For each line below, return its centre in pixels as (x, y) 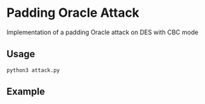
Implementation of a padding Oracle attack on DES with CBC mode (102, 32)
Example (26, 92)
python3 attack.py (33, 70)
